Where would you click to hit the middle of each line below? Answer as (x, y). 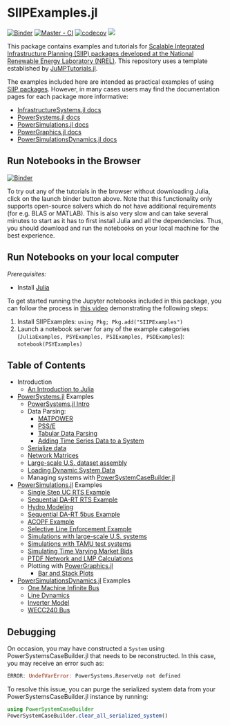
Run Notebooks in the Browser (74, 161)
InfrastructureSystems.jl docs (59, 109)
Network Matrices (53, 456)
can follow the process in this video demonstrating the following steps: (108, 308)
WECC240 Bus (49, 610)
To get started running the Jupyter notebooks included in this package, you (115, 301)
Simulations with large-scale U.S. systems (87, 537)
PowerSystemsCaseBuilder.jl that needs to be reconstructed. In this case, (112, 656)
